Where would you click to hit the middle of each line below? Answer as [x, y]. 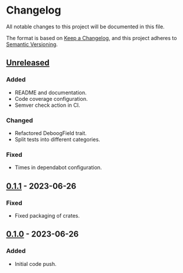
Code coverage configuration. [51, 98]
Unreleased [28, 63]
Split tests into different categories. [57, 139]
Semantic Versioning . [32, 44]
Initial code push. [35, 264]
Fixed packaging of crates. [47, 215]
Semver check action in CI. [48, 105]
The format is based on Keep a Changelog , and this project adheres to [91, 38]
